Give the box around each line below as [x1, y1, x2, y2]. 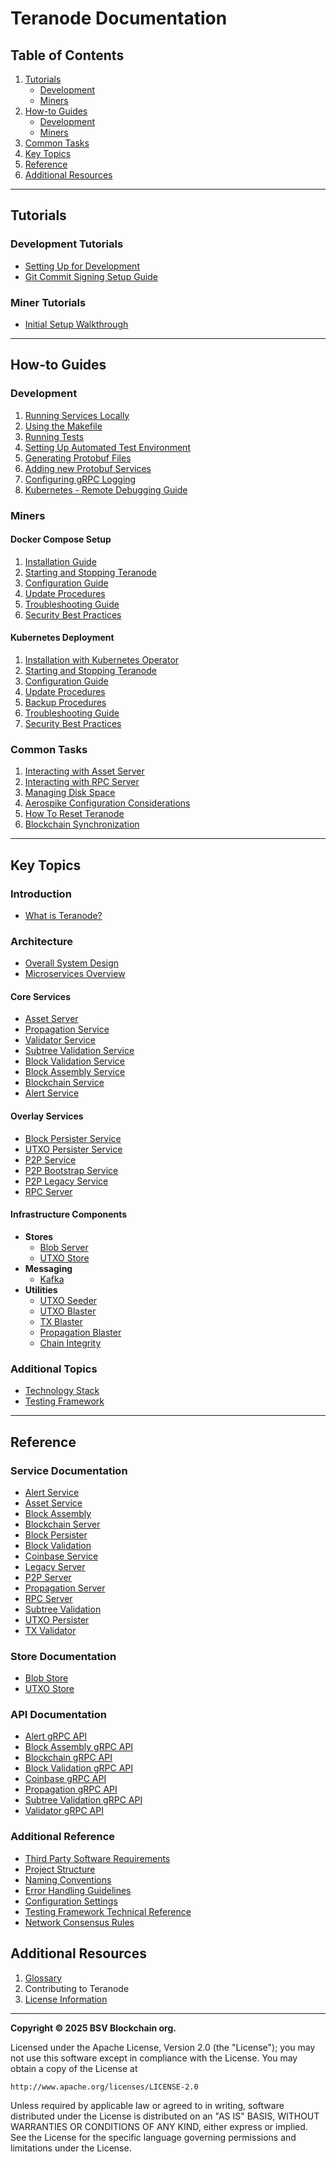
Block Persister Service [24, 1132, 122, 1144]
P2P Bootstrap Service [24, 1164, 119, 1176]
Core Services [10, 990, 71, 1002]
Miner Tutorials [10, 295, 87, 309]
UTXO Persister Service [24, 1143, 123, 1155]
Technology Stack [24, 1385, 100, 1397]
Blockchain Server [24, 1518, 101, 1530]
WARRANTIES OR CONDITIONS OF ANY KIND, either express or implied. [10, 2120, 308, 2132]
